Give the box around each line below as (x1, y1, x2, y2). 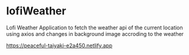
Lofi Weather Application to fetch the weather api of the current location (6, 24, 183, 31)
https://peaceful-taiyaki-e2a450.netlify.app (6, 42, 113, 49)
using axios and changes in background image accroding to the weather (6, 30, 184, 37)
